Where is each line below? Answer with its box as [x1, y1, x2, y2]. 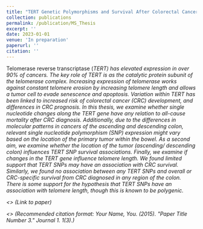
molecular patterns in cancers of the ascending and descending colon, [6, 122, 184, 130]
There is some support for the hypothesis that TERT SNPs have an [6, 180, 172, 187]
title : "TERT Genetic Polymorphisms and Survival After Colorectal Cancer [6, 8, 199, 15]
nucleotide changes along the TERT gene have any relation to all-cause [6, 109, 185, 117]
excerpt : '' [6, 25, 36, 32]
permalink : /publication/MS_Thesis [6, 20, 96, 26]
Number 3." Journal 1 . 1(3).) [6, 216, 75, 224]
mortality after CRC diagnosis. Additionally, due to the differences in [6, 116, 176, 123]
